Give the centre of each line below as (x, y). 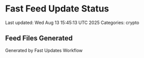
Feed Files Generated (39, 38)
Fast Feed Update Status (57, 9)
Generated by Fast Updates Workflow (44, 50)
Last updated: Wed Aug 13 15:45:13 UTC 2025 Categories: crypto (72, 22)
